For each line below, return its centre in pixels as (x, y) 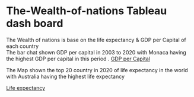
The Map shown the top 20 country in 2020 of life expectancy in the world (97, 70)
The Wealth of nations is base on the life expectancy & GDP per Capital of (96, 40)
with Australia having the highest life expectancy (66, 76)
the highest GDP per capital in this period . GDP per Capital (78, 59)
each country (23, 46)
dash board (35, 23)
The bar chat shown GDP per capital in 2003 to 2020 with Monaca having (96, 52)
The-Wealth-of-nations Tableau (87, 11)
